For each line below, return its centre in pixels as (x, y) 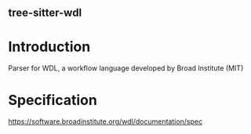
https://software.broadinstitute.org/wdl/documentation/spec (105, 121)
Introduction (49, 47)
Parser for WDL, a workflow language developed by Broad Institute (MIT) (126, 68)
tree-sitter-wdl (45, 13)
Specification (53, 100)
